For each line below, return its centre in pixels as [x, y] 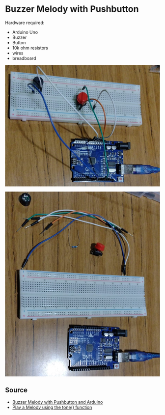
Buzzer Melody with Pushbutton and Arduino [57, 402]
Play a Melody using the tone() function [52, 407]
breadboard [24, 58]
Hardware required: [25, 23]
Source [16, 390]
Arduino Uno [25, 32]
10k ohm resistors [30, 48]
